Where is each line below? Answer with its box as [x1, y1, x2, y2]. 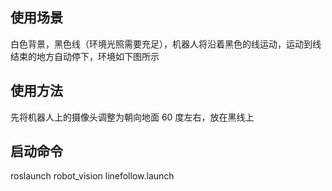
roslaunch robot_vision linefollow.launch [10, 170, 175, 182]
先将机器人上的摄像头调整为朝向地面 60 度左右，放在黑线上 [10, 111, 255, 123]
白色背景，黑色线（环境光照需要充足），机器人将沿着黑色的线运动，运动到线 [10, 38, 322, 50]
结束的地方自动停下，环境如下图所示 [10, 50, 160, 62]
